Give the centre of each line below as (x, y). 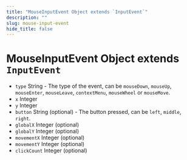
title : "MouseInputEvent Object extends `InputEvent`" (77, 12)
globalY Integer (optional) (47, 132)
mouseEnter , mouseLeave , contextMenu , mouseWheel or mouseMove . (93, 93)
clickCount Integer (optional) (51, 151)
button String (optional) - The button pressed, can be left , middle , (98, 112)
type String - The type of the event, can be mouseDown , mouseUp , (93, 86)
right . (23, 118)
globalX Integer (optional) (47, 125)
